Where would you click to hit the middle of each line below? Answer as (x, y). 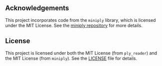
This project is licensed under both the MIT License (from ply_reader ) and (81, 53)
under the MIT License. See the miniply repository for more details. (74, 25)
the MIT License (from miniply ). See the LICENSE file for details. (71, 58)
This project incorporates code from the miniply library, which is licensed (81, 20)
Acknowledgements (37, 8)
